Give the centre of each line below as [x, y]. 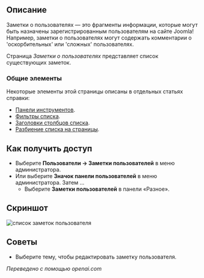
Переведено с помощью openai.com [54, 268]
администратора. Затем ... [50, 182]
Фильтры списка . [38, 116]
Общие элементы [34, 78]
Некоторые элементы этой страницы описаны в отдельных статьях [95, 91]
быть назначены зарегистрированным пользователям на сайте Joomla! [100, 31]
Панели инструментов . [45, 110]
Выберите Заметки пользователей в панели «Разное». [97, 189]
